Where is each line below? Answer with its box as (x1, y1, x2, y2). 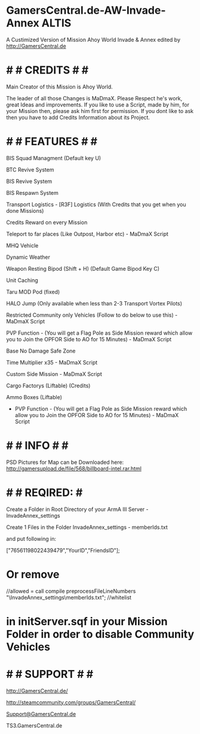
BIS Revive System (6, 178, 53, 185)
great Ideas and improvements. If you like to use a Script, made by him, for (6, 101, 190, 108)
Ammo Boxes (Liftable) (6, 393, 63, 400)
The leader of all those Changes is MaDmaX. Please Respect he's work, (6, 94, 183, 102)
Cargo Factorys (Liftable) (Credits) (6, 382, 91, 389)
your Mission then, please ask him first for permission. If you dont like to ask (6, 107, 194, 114)
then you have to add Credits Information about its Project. (6, 114, 150, 121)
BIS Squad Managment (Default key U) (6, 154, 101, 161)
